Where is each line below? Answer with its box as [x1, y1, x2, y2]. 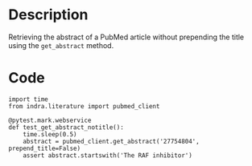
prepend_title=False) [8, 144, 81, 152]
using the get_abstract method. [8, 40, 114, 50]
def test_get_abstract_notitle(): [8, 123, 125, 132]
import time [8, 95, 48, 103]
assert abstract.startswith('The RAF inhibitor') [23, 151, 193, 160]
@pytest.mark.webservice [8, 116, 92, 124]
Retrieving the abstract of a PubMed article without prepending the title [8, 32, 245, 42]
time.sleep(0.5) [23, 130, 78, 138]
